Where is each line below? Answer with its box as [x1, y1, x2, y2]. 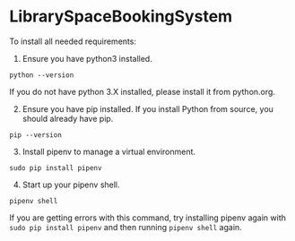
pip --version [9, 130, 63, 140]
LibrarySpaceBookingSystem [9, 6, 233, 27]
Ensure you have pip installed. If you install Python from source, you [22, 103, 273, 114]
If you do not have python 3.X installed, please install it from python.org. [9, 86, 276, 97]
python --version [9, 70, 74, 80]
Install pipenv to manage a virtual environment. [22, 146, 195, 157]
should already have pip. [22, 113, 114, 124]
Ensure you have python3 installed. [22, 53, 152, 64]
